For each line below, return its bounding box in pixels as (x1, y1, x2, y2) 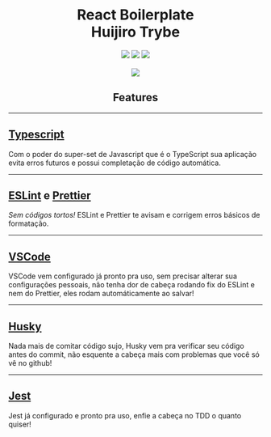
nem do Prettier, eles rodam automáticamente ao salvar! (8, 289, 195, 299)
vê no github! (8, 359, 52, 367)
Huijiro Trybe (91, 23, 180, 41)
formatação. (8, 218, 49, 228)
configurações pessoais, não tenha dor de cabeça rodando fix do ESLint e (8, 280, 256, 290)
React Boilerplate (77, 6, 194, 24)
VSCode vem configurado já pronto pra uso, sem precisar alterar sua (8, 271, 238, 281)
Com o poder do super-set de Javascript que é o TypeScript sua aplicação (8, 149, 256, 159)
